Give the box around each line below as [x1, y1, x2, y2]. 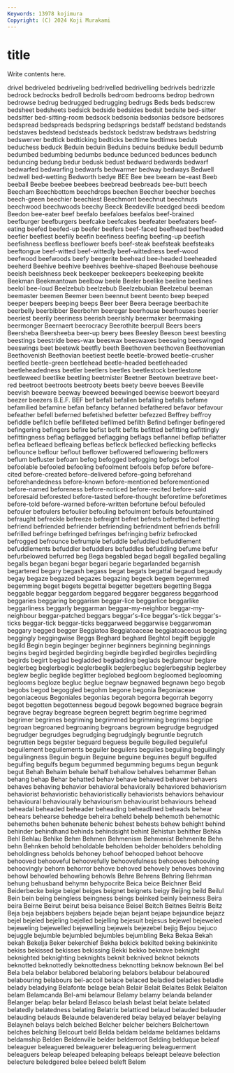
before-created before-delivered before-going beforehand [23, 470, 192, 479]
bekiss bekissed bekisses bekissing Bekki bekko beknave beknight [7, 946, 200, 955]
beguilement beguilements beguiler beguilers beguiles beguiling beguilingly [7, 745, 226, 754]
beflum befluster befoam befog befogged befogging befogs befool [7, 456, 200, 464]
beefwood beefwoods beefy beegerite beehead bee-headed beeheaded [7, 255, 217, 263]
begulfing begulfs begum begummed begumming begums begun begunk [7, 760, 219, 769]
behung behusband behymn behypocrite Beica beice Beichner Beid [7, 879, 203, 888]
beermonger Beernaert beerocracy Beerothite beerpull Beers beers [7, 321, 201, 330]
